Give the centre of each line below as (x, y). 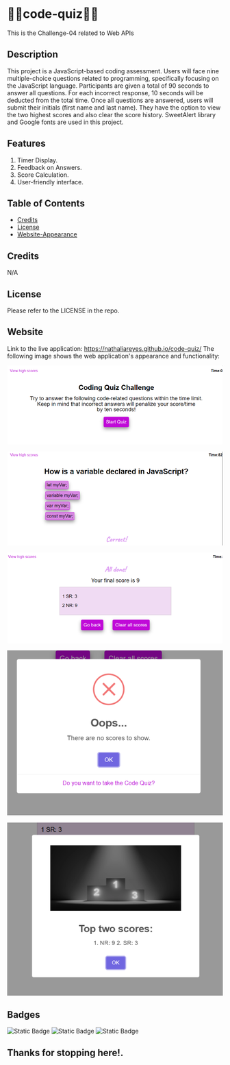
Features (26, 144)
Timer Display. (37, 160)
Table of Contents (46, 203)
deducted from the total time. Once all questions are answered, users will (110, 100)
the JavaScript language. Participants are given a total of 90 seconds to (108, 86)
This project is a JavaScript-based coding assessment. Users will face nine (113, 71)
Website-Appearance (47, 234)
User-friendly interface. (50, 182)
